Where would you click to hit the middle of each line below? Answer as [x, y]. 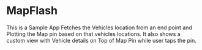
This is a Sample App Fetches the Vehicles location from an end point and [99, 27]
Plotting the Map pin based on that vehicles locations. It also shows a [93, 34]
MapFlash [32, 11]
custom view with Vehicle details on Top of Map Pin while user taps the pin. [102, 40]
